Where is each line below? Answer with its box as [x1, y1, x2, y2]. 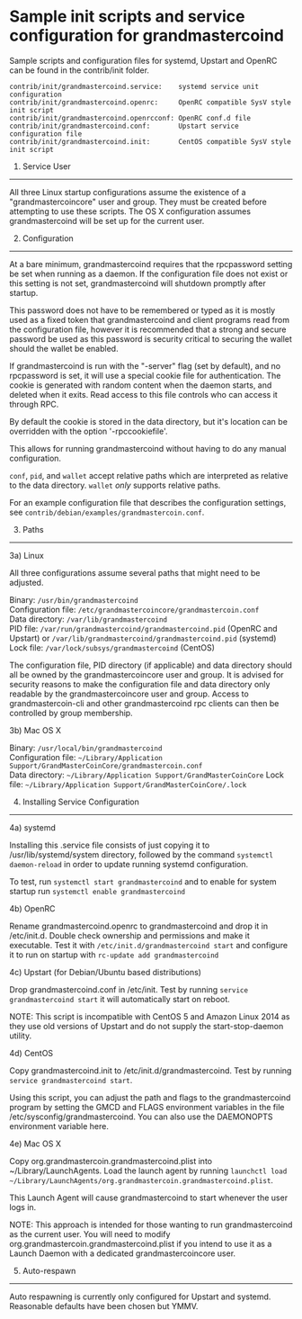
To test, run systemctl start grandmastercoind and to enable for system [9, 875, 277, 887]
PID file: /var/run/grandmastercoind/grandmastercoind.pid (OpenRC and [9, 623, 278, 633]
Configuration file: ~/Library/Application [9, 751, 164, 762]
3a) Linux [9, 550, 45, 561]
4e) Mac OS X [9, 1138, 61, 1149]
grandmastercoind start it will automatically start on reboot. [9, 993, 231, 1004]
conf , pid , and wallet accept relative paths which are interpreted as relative [9, 470, 289, 480]
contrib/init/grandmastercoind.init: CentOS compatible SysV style [9, 137, 292, 146]
